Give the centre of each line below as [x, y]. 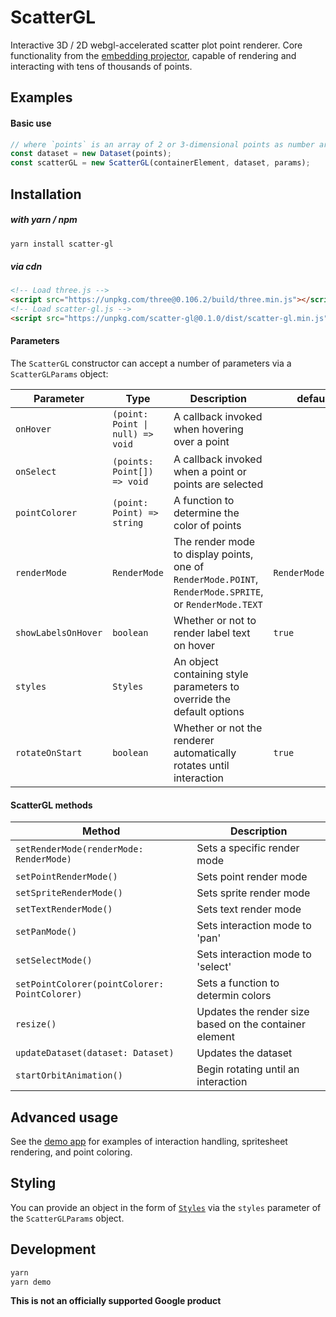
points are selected [218, 484]
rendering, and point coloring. [71, 1152]
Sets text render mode [249, 909]
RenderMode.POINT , [216, 579]
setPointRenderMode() [66, 877]
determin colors [234, 996]
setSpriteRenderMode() [69, 893]
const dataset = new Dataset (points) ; [91, 154]
